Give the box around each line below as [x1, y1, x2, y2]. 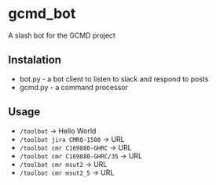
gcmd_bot [8, 5, 76, 23]
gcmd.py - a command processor [19, 82, 128, 92]
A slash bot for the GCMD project [8, 31, 116, 40]
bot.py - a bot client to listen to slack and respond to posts [19, 74, 209, 83]
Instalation [8, 53, 61, 67]
